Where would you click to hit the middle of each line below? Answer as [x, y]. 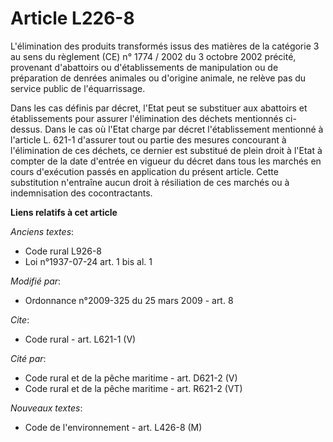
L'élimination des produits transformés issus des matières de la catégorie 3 [165, 46]
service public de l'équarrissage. [78, 88]
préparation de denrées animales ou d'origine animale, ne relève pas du [158, 78]
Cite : [20, 319]
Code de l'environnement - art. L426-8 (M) [113, 427]
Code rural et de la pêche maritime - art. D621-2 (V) [131, 378]
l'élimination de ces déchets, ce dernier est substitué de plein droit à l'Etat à [166, 150]
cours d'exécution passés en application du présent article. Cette [144, 171]
